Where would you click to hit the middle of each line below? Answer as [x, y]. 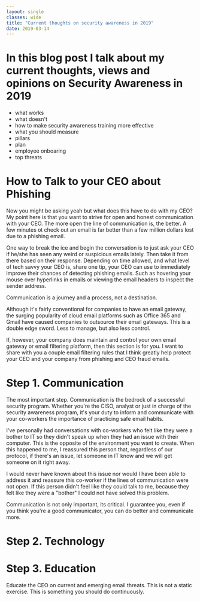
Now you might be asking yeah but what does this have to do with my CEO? [99, 211]
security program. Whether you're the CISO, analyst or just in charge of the [99, 406]
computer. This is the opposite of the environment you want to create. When [100, 443]
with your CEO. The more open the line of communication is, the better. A [96, 224]
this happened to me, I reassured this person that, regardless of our [90, 450]
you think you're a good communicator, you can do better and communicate [100, 511]
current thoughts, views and [78, 71]
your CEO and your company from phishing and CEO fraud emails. [88, 359]
